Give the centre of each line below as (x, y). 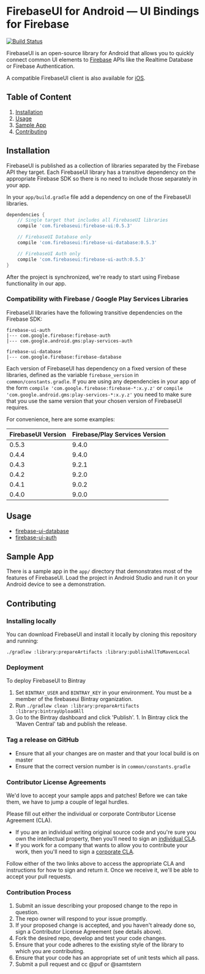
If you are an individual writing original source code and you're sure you (106, 832)
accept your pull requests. (39, 877)
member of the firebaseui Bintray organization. (74, 699)
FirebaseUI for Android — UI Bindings (103, 11)
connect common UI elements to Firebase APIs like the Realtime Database (100, 59)
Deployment (25, 667)
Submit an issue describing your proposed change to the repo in (96, 906)
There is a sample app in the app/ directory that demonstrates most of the (99, 571)
